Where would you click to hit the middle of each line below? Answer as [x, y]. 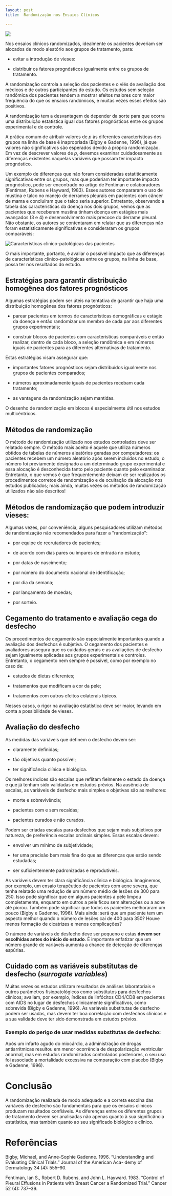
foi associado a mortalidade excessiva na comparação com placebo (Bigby [84, 1060]
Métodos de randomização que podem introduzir [85, 507]
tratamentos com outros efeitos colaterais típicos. [65, 696]
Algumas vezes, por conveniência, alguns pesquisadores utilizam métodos [84, 527]
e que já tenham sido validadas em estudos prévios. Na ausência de [77, 784]
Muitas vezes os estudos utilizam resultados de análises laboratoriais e [80, 987]
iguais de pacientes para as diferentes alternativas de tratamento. [82, 348]
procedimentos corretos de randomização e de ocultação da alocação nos [84, 480]
